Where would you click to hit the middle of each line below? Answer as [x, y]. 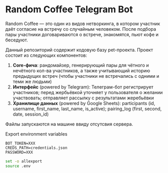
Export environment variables [36, 134]
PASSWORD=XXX [19, 152]
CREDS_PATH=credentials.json [36, 148]
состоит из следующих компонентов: [46, 55]
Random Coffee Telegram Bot [69, 9]
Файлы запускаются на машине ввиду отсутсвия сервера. [69, 124]
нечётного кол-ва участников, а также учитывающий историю [81, 71]
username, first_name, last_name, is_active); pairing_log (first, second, [87, 109]
